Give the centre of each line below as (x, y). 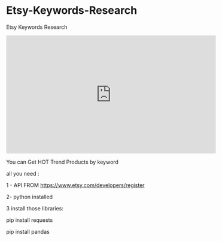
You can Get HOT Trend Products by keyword (62, 162)
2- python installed (29, 197)
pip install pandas (28, 231)
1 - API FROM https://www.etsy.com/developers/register (75, 185)
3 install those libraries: (35, 208)
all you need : (23, 173)
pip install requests (30, 220)
